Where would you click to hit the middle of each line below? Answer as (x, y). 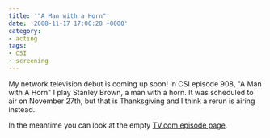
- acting (23, 38)
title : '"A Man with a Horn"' (59, 16)
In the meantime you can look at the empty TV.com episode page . (118, 125)
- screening (28, 61)
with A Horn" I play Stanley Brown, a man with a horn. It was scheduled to (131, 92)
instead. (22, 109)
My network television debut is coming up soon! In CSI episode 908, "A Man (135, 84)
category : (25, 31)
